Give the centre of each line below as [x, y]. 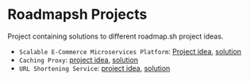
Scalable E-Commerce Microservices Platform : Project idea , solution [130, 51]
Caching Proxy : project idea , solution [79, 60]
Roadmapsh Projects [77, 15]
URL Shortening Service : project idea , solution [94, 68]
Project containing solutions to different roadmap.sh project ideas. [115, 36]
